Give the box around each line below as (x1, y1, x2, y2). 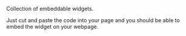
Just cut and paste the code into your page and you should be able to (6, 17, 180, 23)
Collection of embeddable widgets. (6, 5, 94, 12)
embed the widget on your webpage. (6, 23, 99, 30)
